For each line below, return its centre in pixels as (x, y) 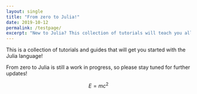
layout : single (25, 11)
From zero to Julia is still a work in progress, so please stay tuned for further (98, 67)
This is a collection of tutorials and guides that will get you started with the (96, 50)
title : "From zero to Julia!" (43, 17)
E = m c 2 (98, 85)
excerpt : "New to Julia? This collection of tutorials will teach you (94, 33)
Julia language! (24, 56)
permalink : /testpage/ (34, 28)
